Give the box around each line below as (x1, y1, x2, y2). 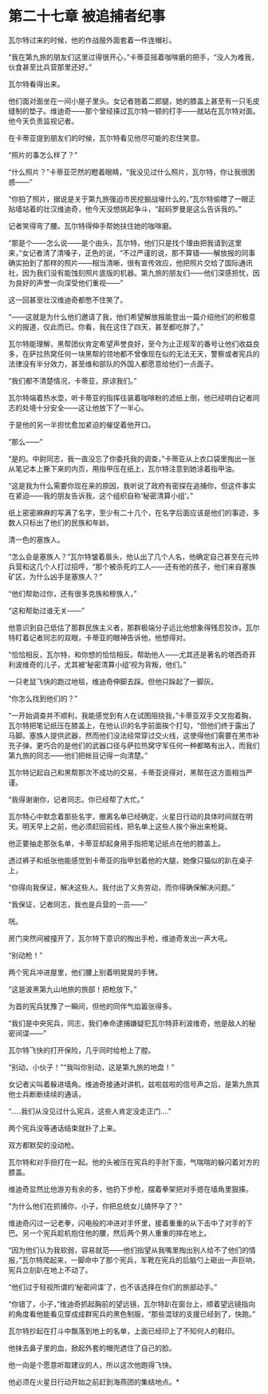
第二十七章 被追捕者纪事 (8, 7, 166, 26)
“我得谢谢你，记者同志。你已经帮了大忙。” (8, 795, 144, 804)
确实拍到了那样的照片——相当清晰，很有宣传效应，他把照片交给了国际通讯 (8, 257, 253, 268)
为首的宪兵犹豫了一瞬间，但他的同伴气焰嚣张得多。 (8, 1001, 176, 1011)
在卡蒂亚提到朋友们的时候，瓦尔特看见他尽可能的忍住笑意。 (8, 133, 204, 142)
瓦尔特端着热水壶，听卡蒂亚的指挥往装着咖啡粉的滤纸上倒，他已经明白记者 (8, 392, 253, 402)
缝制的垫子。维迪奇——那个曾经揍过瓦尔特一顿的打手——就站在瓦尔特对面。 (8, 106, 260, 116)
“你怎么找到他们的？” (8, 693, 78, 703)
